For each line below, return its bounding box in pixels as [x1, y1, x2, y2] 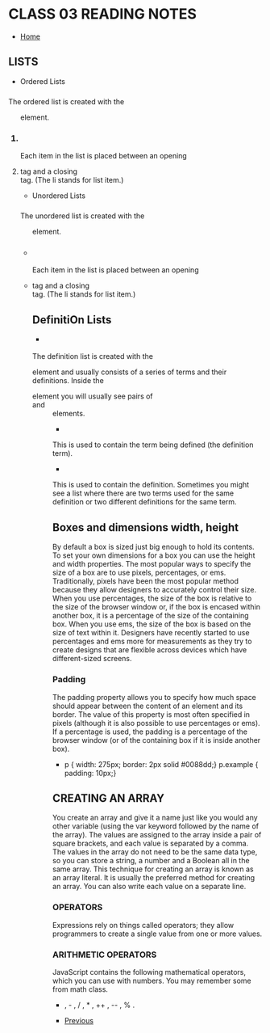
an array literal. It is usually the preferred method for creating [52, 873, 255, 883]
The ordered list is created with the [8, 96, 125, 106]
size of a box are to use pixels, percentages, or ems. [52, 567, 226, 578]
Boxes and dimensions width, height [52, 521, 239, 534]
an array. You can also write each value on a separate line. [52, 882, 247, 892]
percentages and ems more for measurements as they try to [52, 636, 252, 647]
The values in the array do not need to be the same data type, [52, 847, 258, 857]
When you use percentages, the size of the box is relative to [52, 593, 252, 603]
